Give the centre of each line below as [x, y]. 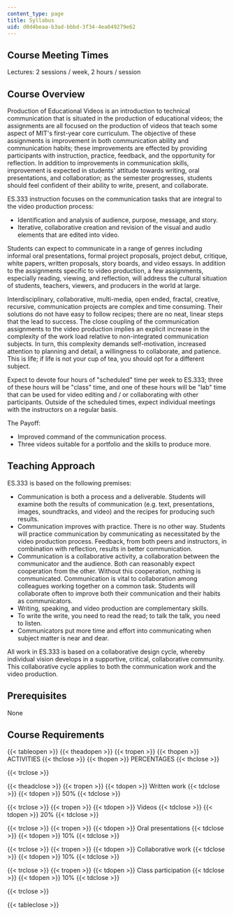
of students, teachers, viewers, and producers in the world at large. [104, 285]
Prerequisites [37, 696]
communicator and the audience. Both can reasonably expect [106, 563]
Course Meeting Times [58, 55]
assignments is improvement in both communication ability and [98, 140]
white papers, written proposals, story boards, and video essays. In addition [116, 263]
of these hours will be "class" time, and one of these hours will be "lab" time [117, 387]
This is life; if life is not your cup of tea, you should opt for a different [106, 359]
